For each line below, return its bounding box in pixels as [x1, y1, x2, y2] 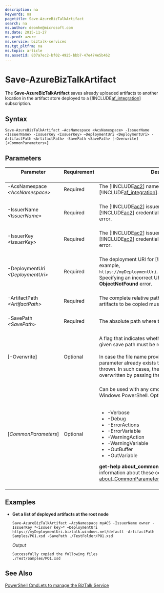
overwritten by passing [99, 371, 152, 378]
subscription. [5, 101, 32, 106]
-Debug [107, 415, 126, 422]
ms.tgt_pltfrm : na [5, 44, 42, 49]
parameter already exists [99, 359, 156, 366]
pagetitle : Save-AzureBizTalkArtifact [5, 16, 84, 21]
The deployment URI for [99, 256, 154, 262]
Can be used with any [99, 386, 149, 392]
